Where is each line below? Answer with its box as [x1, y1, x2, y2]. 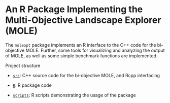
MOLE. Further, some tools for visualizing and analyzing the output [25, 47, 165, 53]
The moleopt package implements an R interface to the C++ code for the [5, 42, 156, 48]
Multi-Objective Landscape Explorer [5, 14, 161, 26]
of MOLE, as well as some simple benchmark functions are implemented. [5, 52, 158, 59]
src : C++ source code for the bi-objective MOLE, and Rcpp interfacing [12, 72, 160, 78]
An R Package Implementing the [5, 4, 143, 15]
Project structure [5, 62, 41, 68]
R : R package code [12, 82, 52, 88]
